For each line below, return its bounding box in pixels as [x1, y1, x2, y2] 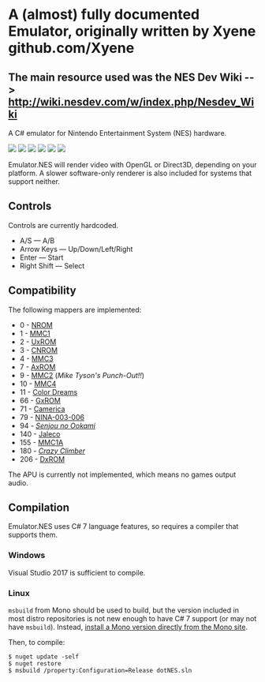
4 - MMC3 [19, 354, 54, 363]
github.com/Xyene [8, 39, 135, 57]
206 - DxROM [19, 454, 65, 463]
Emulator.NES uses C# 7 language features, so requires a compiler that [8, 522, 239, 531]
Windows [8, 550, 46, 561]
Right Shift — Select [19, 260, 85, 270]
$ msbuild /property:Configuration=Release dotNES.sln [8, 667, 192, 675]
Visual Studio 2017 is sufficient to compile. [8, 568, 146, 577]
